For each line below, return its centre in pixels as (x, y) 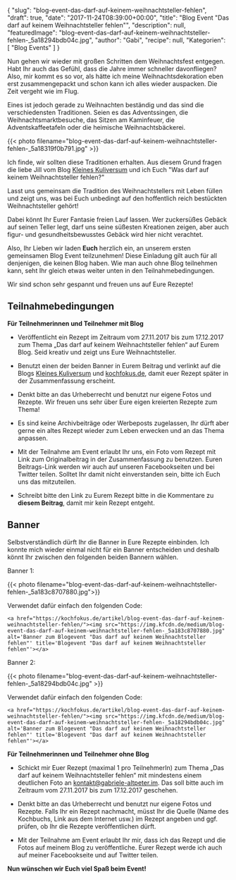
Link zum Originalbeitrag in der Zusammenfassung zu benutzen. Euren (120, 459)
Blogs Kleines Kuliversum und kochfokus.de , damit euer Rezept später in (123, 373)
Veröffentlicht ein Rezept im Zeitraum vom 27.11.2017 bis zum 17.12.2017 (120, 337)
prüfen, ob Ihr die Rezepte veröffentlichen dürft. (87, 826)
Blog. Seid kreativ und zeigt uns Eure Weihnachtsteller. (97, 352)
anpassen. (32, 438)
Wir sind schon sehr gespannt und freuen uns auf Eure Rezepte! (100, 284)
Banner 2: (21, 662)
